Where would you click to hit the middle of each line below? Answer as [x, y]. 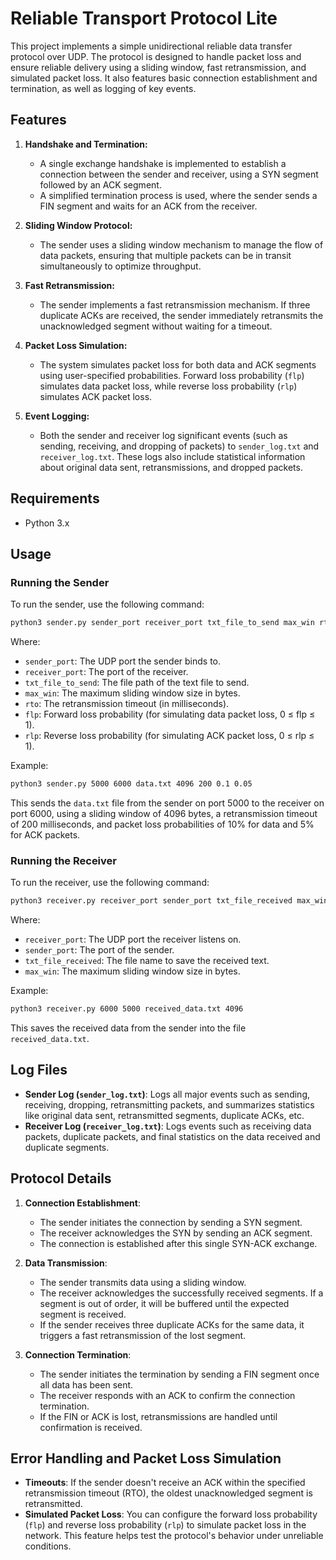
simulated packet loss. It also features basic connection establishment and [164, 78]
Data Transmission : [66, 1263]
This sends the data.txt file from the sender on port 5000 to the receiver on [167, 803]
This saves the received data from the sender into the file [128, 1028]
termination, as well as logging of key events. [103, 88]
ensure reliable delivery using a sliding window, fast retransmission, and [158, 67]
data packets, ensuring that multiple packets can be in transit [165, 255]
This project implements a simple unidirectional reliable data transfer [151, 46]
